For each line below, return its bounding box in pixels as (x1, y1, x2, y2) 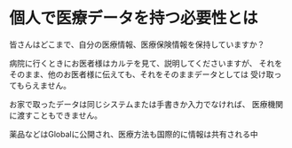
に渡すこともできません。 (9, 110, 103, 121)
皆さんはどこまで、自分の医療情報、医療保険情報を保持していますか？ (9, 39, 265, 50)
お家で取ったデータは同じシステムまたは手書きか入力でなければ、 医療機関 (9, 98, 284, 109)
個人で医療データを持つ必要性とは (9, 8, 259, 28)
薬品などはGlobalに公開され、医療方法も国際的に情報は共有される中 (9, 129, 259, 139)
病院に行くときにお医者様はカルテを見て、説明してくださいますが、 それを (9, 58, 283, 68)
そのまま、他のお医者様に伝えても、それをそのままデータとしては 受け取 (9, 68, 274, 80)
